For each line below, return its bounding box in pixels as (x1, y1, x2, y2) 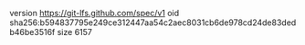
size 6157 (57, 27, 93, 37)
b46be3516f (9, 27, 56, 37)
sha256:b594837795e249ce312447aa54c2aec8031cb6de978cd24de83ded (9, 17, 297, 28)
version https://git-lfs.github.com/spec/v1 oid (9, 8, 180, 18)
